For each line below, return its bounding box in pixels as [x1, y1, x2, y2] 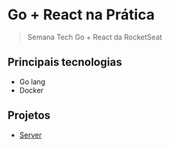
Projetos [7, 108, 51, 122]
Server [19, 130, 42, 140]
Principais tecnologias [7, 55, 122, 69]
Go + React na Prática [7, 6, 155, 24]
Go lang [19, 76, 46, 86]
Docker [19, 85, 44, 95]
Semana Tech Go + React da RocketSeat [27, 32, 163, 42]
